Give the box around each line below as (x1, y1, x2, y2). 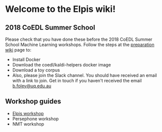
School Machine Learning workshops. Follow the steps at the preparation (5, 42, 155, 48)
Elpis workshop (12, 110, 44, 116)
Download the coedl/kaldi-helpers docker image (12, 62, 111, 67)
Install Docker (12, 57, 41, 63)
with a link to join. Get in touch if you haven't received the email (12, 78, 142, 83)
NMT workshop (12, 121, 45, 127)
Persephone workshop (12, 116, 59, 122)
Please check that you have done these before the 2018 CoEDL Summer (5, 36, 153, 42)
